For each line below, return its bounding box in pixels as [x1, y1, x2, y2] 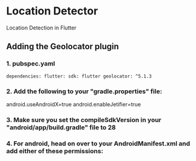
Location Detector [6, 4, 98, 18]
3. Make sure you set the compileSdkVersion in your [6, 115, 162, 124]
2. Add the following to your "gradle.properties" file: [6, 87, 162, 96]
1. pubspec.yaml [6, 59, 55, 68]
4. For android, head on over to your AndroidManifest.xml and [6, 139, 191, 148]
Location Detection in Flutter [6, 24, 77, 31]
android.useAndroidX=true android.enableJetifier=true [6, 100, 141, 108]
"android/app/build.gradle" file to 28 [6, 123, 116, 132]
